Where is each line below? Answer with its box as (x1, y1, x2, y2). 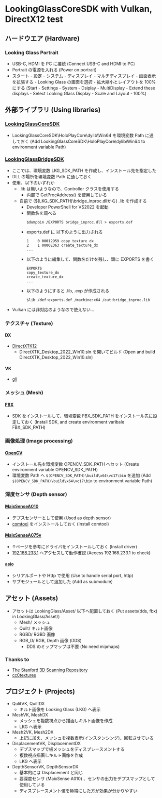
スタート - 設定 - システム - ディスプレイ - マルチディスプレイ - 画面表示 (12, 73, 156, 79)
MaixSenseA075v (5, 532, 42, 538)
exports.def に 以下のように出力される (26, 229, 103, 235)
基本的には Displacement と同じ (19, 769, 83, 775)
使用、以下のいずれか (12, 180, 55, 186)
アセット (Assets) (5, 594, 59, 603)
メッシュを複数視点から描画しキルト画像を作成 (19, 717, 113, 723)
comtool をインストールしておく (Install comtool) (12, 521, 109, 526)
